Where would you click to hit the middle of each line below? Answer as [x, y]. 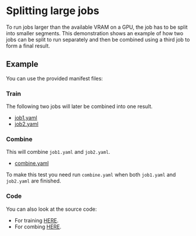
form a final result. [28, 46]
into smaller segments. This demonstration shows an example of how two [95, 33]
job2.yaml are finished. [34, 181]
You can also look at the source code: [51, 209]
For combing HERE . [38, 227]
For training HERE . [36, 220]
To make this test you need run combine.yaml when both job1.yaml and [91, 175]
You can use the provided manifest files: [55, 78]
